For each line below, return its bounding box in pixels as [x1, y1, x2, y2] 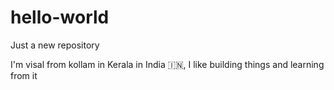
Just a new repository [10, 39, 100, 51]
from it [10, 69, 38, 81]
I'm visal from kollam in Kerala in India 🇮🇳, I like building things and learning [10, 58, 325, 70]
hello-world [10, 6, 110, 29]
